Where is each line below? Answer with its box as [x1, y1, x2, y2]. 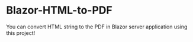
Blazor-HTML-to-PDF [6, 4, 112, 17]
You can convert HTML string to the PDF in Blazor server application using [6, 23, 188, 30]
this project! [6, 29, 36, 36]
